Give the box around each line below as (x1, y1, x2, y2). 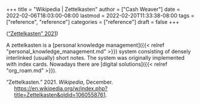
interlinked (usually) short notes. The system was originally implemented (6, 54, 185, 61)
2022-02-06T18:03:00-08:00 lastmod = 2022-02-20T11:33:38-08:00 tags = (6, 12, 195, 19)
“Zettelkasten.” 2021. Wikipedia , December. (6, 78, 113, 85)
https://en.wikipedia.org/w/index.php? (14, 85, 108, 92)
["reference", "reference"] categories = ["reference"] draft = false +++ (6, 19, 180, 25)
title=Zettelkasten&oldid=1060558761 (14, 91, 106, 98)
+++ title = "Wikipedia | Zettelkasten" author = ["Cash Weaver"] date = (6, 6, 180, 13)
